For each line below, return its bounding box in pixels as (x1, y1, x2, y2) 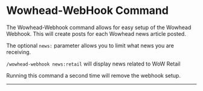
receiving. (6, 48, 31, 55)
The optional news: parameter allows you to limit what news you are (6, 42, 174, 49)
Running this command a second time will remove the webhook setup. (6, 72, 181, 79)
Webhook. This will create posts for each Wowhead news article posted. (6, 30, 186, 37)
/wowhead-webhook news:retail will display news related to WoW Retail (6, 60, 181, 67)
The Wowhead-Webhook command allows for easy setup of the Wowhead (6, 24, 192, 31)
